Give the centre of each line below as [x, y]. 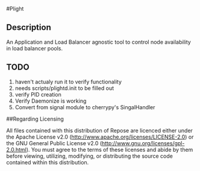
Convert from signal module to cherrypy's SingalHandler [85, 107]
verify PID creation [38, 94]
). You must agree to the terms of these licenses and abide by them [110, 149]
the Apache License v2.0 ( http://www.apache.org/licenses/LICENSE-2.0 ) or [100, 137]
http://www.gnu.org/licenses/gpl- [143, 143]
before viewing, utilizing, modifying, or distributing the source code [89, 156]
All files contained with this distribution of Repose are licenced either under [99, 130]
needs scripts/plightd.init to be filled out [64, 88]
